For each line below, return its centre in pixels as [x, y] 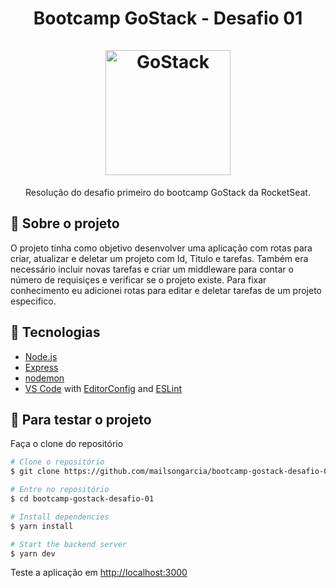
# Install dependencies [60, 517]
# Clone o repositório [57, 462]
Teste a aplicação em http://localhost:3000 [99, 573]
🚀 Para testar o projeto [81, 419]
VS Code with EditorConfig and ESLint [103, 388]
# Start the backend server [69, 544]
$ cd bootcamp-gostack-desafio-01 [82, 499]
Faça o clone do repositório [67, 444]
